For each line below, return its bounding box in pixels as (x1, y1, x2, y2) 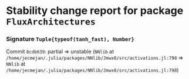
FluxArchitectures (6, 16, 96, 27)
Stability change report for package (6, 4, 184, 17)
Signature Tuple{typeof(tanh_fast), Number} (6, 35, 135, 43)
